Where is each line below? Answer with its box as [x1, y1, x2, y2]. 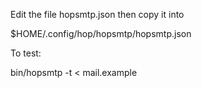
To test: [10, 47, 42, 59]
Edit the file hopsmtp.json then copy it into [10, 9, 185, 20]
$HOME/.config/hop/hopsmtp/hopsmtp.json [10, 28, 192, 39]
